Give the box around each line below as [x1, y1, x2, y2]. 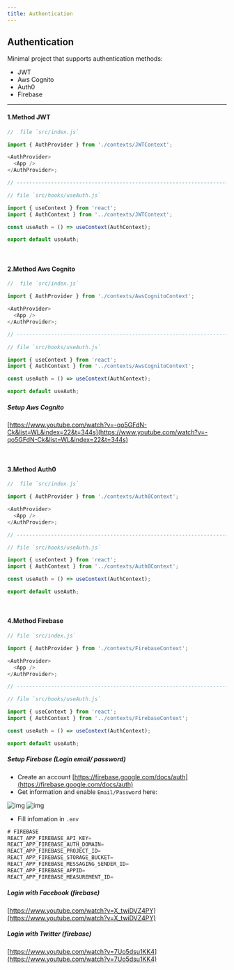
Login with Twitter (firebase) [7, 929, 92, 938]
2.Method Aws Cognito [7, 265, 75, 273]
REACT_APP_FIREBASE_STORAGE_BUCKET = [7, 854, 114, 861]
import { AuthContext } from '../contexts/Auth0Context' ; [7, 563, 179, 570]
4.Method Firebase [7, 617, 64, 625]
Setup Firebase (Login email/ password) [7, 755, 127, 763]
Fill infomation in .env [17, 814, 79, 823]
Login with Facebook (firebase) [7, 888, 100, 897]
